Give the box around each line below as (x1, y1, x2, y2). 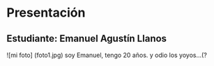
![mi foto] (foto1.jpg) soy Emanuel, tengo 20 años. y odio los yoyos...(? (6, 51, 207, 59)
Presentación (6, 5, 86, 21)
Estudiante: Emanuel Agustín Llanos (6, 33, 167, 44)
